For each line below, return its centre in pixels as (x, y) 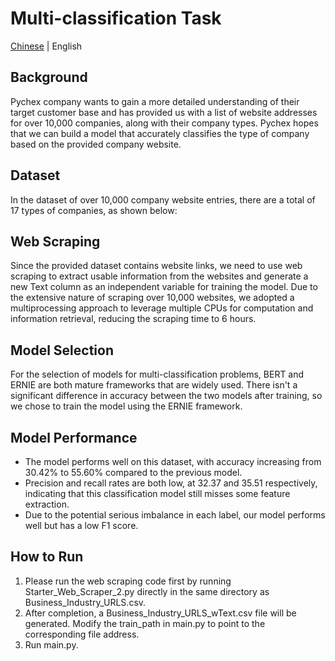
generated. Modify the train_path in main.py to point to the (145, 623)
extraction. (47, 504)
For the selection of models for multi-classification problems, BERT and (157, 374)
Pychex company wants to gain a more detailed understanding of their (155, 101)
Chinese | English (46, 46)
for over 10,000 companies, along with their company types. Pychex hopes (164, 123)
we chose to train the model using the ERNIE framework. (126, 406)
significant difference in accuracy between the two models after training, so (166, 396)
